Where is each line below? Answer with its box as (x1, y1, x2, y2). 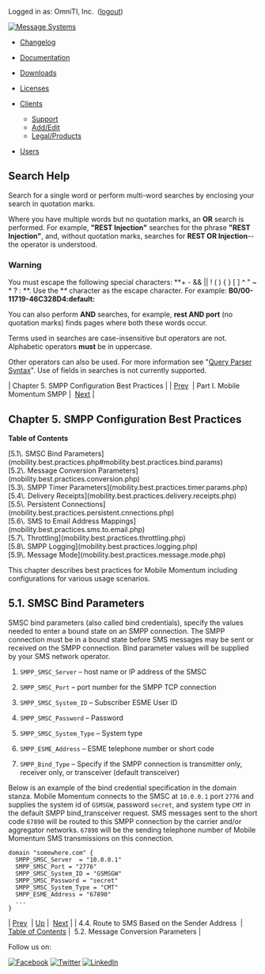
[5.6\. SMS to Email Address (8, 516, 100, 526)
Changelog (19, 37, 56, 47)
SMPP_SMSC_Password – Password (19, 713, 124, 723)
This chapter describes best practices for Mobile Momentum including (8, 565, 238, 574)
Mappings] (100, 516, 137, 526)
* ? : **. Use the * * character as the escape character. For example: (8, 286, 227, 296)
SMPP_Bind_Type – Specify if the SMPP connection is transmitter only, (19, 759, 243, 769)
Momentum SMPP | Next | (8, 389, 95, 399)
